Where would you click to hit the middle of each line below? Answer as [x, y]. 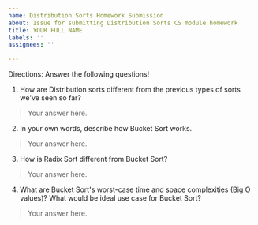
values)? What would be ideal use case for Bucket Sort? [110, 198]
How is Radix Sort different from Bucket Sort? [93, 159]
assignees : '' [32, 45]
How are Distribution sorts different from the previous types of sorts [130, 90]
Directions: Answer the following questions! [79, 74]
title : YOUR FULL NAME [45, 30]
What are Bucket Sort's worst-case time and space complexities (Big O [135, 189]
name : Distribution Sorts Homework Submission [86, 15]
